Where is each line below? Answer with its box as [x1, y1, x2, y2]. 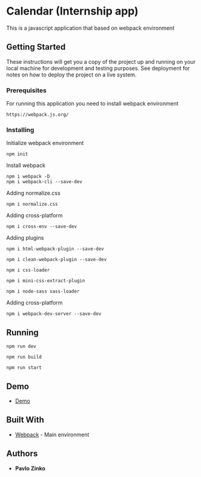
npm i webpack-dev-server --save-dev [6, 311, 102, 317]
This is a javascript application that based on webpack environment [6, 24, 174, 32]
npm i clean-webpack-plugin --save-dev [6, 257, 107, 263]
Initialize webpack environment [6, 140, 84, 147]
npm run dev [6, 343, 36, 350]
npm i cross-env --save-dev [6, 223, 77, 230]
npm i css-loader [6, 267, 50, 274]
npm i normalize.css [6, 201, 59, 208]
